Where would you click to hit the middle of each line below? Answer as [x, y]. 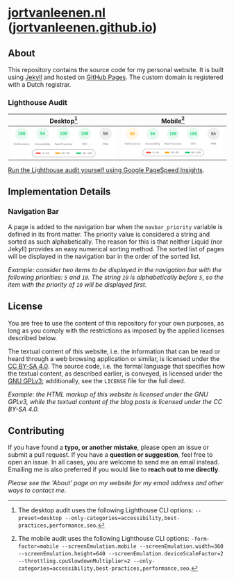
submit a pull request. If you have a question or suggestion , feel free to [110, 455]
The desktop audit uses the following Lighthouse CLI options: [106, 510]
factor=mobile [38, 546]
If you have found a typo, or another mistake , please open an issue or [108, 447]
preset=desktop [40, 519]
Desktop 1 [64, 120]
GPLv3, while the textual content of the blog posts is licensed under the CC [115, 401]
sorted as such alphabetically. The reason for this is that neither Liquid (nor [115, 242]
